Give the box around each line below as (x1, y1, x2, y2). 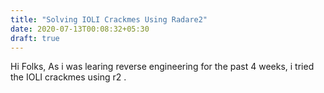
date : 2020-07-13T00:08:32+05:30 (10, 24, 150, 34)
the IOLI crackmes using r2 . (10, 71, 127, 83)
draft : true (10, 33, 60, 43)
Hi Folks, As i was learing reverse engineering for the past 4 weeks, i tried (10, 61, 315, 73)
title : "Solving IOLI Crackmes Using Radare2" (10, 14, 208, 25)
